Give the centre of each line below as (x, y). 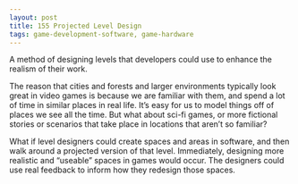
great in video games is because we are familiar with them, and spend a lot (147, 96)
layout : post (34, 17)
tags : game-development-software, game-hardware (102, 34)
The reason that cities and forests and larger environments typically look (143, 87)
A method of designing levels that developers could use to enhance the (141, 60)
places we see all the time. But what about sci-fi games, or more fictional (144, 115)
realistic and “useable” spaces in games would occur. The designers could (147, 161)
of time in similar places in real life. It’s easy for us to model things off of (142, 105)
